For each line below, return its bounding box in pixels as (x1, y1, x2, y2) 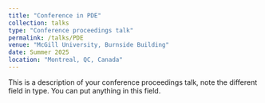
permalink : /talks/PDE (8, 33, 84, 42)
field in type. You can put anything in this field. (8, 86, 161, 95)
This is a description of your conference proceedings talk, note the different (8, 77, 258, 87)
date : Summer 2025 (8, 48, 69, 56)
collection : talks (8, 19, 69, 27)
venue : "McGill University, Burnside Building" (8, 41, 170, 49)
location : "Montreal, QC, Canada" (8, 56, 124, 64)
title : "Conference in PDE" (8, 11, 102, 20)
